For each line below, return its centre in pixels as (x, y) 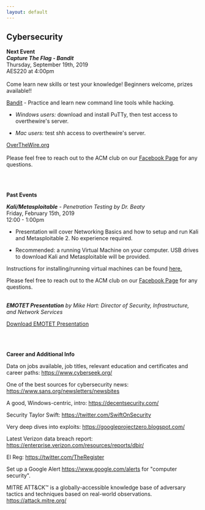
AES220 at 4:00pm (30, 71)
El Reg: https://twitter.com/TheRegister (55, 457)
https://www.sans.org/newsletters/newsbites (63, 391)
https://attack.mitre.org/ (36, 501)
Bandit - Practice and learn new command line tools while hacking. (91, 103)
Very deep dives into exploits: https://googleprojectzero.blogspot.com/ (96, 427)
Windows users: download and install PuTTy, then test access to (96, 115)
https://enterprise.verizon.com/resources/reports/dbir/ (75, 445)
